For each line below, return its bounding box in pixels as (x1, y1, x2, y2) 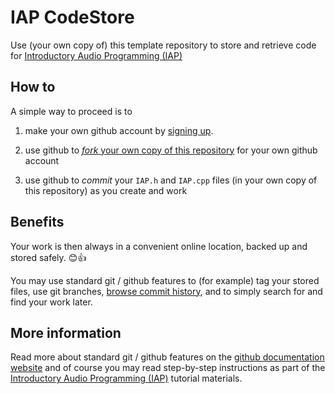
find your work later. (10, 296, 93, 308)
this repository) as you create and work (24, 184, 188, 196)
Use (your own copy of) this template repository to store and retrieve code (10, 39, 317, 51)
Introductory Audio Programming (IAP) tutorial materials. (10, 372, 243, 385)
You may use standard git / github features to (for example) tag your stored (10, 274, 320, 286)
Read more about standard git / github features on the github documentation (10, 351, 325, 363)
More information (10, 324, 122, 341)
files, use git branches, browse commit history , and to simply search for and (10, 285, 323, 297)
